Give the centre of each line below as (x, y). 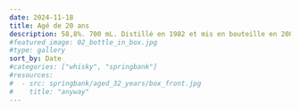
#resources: (31, 75)
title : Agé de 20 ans (50, 26)
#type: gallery (37, 51)
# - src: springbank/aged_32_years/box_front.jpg (105, 83)
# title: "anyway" (50, 91)
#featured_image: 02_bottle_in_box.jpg (83, 42)
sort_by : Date (36, 59)
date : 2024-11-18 (42, 17)
